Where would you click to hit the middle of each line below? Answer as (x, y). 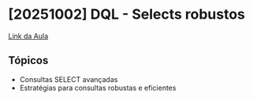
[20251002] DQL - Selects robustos (127, 14)
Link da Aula (28, 36)
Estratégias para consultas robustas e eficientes (98, 87)
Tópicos (28, 61)
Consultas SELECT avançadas (69, 79)
